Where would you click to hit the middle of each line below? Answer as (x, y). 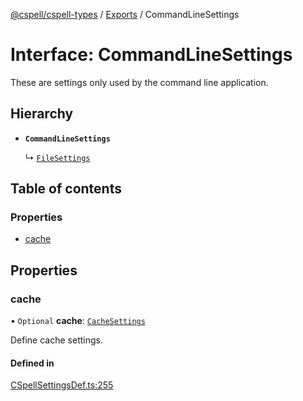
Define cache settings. (56, 340)
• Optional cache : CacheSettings (78, 321)
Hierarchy (42, 114)
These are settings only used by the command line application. (139, 82)
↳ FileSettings (57, 157)
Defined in (32, 363)
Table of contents (66, 189)
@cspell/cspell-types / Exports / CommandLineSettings (125, 14)
